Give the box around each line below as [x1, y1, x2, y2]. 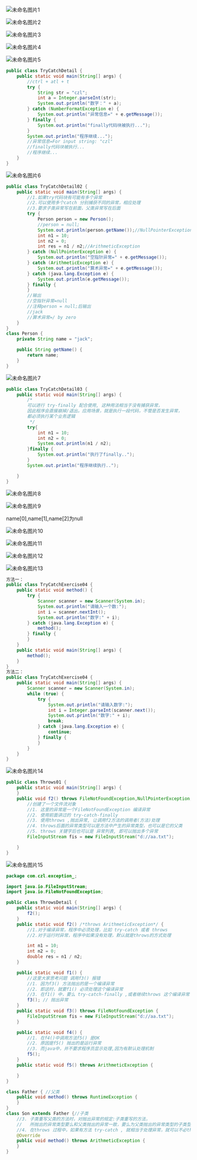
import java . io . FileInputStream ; [6, 883, 88, 890]
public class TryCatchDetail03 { [6, 386, 88, 392]
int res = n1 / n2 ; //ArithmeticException [37, 243, 141, 249]
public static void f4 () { [16, 1029, 83, 1035]
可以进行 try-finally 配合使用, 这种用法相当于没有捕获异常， [27, 402, 163, 409]
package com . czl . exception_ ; [6, 873, 77, 879]
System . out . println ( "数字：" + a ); [37, 100, 122, 107]
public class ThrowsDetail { [6, 900, 77, 905]
